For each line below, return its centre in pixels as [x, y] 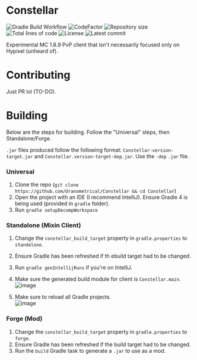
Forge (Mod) [24, 319]
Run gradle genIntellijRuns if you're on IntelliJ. [73, 268]
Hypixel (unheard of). [32, 51]
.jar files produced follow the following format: [64, 150]
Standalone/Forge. [29, 138]
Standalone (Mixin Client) [44, 226]
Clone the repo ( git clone [47, 184]
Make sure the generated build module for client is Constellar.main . [98, 279]
